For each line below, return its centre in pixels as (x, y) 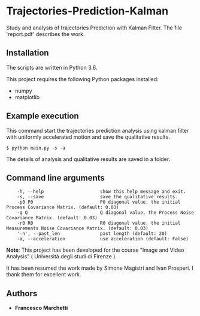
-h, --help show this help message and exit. (101, 192)
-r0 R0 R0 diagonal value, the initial (99, 223)
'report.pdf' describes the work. (46, 34)
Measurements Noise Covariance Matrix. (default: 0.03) (77, 229)
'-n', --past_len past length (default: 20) (92, 234)
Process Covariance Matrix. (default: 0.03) (63, 208)
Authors (22, 293)
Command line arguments (55, 178)
